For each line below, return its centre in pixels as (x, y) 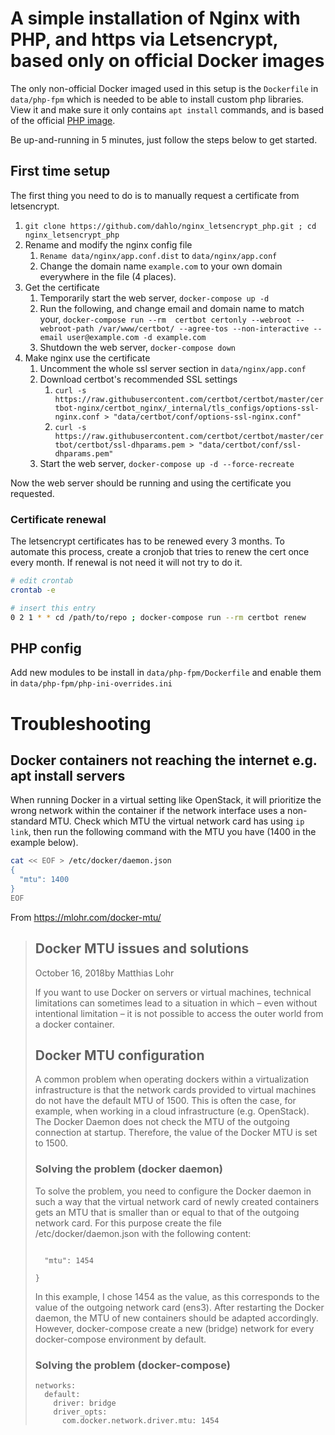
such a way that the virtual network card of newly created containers (177, 1201)
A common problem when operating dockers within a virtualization (172, 1079)
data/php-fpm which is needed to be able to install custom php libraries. (157, 99)
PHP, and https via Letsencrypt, (144, 39)
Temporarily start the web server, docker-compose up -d (154, 298)
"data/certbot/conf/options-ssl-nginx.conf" (207, 417)
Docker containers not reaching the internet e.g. (164, 760)
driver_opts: (80, 1412)
